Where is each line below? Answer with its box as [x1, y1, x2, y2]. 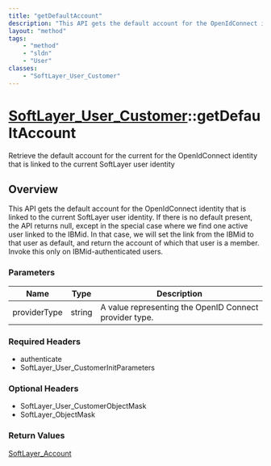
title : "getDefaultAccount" [8, 11, 103, 20]
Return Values [8, 430, 65, 441]
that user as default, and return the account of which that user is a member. [8, 238, 260, 248]
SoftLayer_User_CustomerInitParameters [19, 363, 156, 372]
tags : [8, 34, 27, 43]
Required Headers [8, 336, 81, 347]
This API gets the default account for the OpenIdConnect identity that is [8, 204, 247, 214]
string [70, 306, 93, 317]
